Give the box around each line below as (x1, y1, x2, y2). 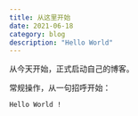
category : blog (9, 29, 66, 38)
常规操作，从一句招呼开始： (9, 82, 111, 94)
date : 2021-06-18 (9, 21, 74, 30)
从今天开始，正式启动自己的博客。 (9, 63, 134, 74)
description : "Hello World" (9, 37, 114, 47)
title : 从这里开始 (9, 12, 71, 22)
